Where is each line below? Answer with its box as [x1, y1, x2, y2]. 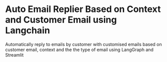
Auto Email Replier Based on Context [5, 3, 161, 15]
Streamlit [5, 51, 24, 58]
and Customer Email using [5, 14, 117, 25]
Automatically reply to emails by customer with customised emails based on [5, 41, 162, 47]
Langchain [5, 25, 50, 36]
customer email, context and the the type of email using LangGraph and [5, 46, 154, 52]
